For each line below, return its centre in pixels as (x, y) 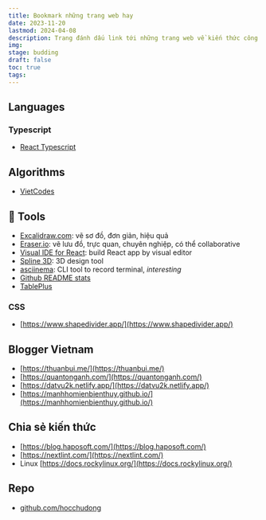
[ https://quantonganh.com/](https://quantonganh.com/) (111, 377)
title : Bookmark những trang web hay (71, 16)
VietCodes (37, 191)
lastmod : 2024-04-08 (43, 30)
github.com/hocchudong (61, 507)
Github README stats (55, 278)
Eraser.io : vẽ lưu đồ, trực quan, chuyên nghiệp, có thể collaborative (130, 244)
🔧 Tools (27, 216)
